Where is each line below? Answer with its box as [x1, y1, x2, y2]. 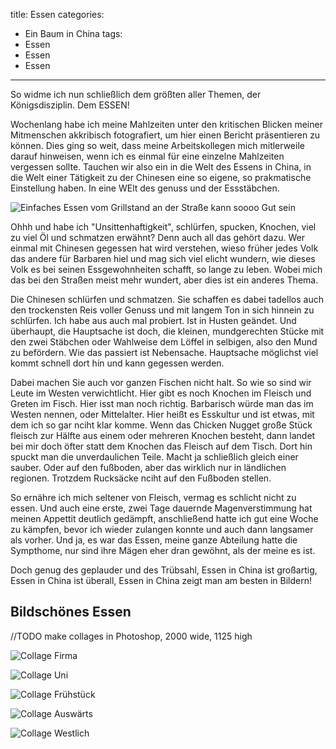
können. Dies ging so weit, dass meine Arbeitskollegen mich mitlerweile [10, 140, 305, 151]
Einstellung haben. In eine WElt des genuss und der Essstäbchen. [10, 182, 280, 194]
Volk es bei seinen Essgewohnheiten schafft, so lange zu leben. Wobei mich [10, 264, 323, 275]
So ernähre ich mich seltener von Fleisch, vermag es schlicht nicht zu [10, 492, 297, 503]
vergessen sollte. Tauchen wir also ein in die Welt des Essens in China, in [10, 161, 312, 173]
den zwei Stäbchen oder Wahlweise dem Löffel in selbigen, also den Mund [10, 336, 318, 348]
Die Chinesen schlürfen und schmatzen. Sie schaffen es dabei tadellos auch [10, 294, 324, 305]
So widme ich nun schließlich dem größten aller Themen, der [10, 89, 262, 100]
